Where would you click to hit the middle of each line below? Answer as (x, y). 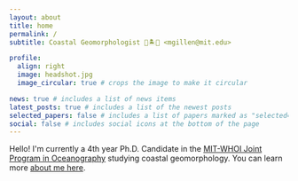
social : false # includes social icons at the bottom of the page (134, 124)
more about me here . (47, 168)
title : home (31, 26)
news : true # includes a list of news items (93, 98)
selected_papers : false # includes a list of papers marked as (129, 115)
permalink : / (33, 34)
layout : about (35, 17)
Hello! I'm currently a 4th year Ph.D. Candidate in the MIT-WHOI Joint (136, 149)
